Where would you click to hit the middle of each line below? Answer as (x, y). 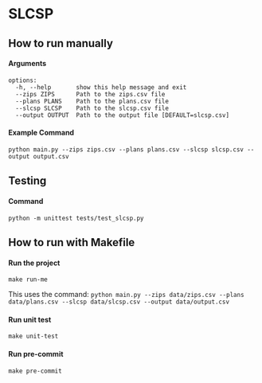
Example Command (41, 133)
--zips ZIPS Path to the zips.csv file (90, 94)
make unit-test (33, 336)
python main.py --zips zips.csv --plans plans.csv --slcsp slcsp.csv (126, 149)
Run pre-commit (36, 354)
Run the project (34, 263)
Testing (27, 181)
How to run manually (61, 43)
